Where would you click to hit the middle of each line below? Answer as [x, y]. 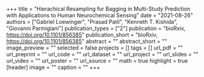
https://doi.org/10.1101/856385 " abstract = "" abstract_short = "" [87, 41]
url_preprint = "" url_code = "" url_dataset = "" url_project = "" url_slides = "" [102, 54]
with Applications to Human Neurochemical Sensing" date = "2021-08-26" [100, 15]
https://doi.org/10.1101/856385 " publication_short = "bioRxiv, [82, 35]
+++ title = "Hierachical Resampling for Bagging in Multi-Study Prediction [98, 9]
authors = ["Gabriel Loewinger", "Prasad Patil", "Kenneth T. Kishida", [92, 22]
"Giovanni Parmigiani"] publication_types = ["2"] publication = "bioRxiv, [96, 28]
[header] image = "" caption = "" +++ [53, 67]
